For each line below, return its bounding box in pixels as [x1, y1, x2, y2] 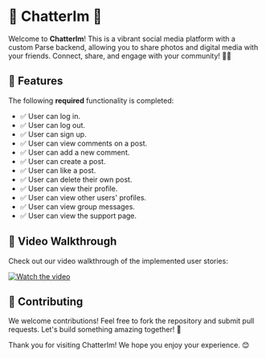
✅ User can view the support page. [19, 211, 137, 220]
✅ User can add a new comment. [19, 147, 130, 157]
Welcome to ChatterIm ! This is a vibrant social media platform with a [8, 34, 235, 43]
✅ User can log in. [19, 111, 80, 121]
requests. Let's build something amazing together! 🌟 [8, 325, 182, 335]
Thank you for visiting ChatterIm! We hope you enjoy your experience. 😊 [8, 340, 250, 350]
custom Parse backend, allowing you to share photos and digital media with [8, 42, 259, 51]
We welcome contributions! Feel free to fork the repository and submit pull [8, 316, 255, 326]
